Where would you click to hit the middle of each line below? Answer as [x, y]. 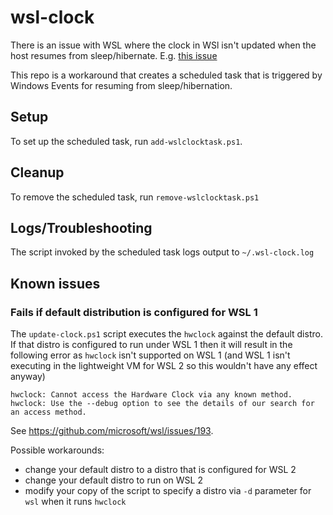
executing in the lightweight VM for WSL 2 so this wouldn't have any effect [164, 366]
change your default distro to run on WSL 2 [113, 480]
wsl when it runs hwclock [75, 502]
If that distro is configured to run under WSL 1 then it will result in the [151, 345]
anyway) [28, 377]
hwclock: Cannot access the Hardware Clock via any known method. [151, 395]
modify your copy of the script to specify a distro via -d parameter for [168, 491]
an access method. [48, 412]
